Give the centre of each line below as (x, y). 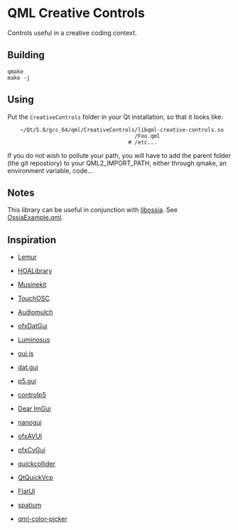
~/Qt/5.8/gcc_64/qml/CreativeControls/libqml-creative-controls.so (122, 129)
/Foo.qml (147, 136)
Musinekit (32, 285)
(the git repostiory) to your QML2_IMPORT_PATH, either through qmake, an (117, 163)
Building (26, 55)
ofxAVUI (30, 436)
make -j (19, 78)
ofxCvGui (32, 450)
